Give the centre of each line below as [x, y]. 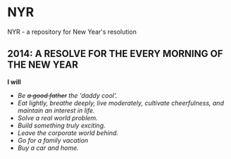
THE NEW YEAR [43, 65]
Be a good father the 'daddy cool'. [67, 95]
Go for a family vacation [53, 140]
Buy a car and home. [48, 148]
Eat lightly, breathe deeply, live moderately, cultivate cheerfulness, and [120, 103]
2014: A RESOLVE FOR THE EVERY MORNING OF [115, 54]
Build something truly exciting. [61, 125]
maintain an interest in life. [56, 110]
